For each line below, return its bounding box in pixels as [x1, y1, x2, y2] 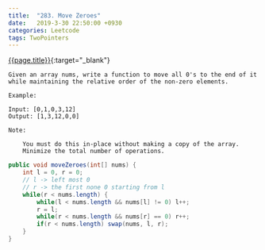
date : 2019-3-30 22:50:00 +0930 [8, 19, 123, 27]
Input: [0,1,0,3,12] [8, 106, 77, 113]
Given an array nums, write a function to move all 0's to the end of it [8, 71, 258, 79]
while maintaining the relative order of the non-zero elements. [8, 78, 229, 86]
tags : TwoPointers [8, 33, 69, 42]
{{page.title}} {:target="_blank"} [8, 56, 110, 65]
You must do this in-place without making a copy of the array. [22, 140, 240, 148]
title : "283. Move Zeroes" [8, 11, 102, 20]
